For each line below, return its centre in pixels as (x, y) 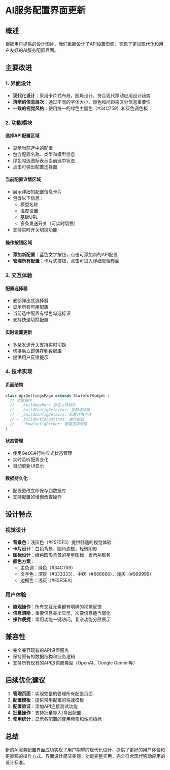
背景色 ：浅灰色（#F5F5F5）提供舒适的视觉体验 (62, 542)
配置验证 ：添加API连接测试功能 (45, 706)
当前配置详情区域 (23, 179)
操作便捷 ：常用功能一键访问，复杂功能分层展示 (61, 619)
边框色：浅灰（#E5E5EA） (47, 580)
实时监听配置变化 (30, 459)
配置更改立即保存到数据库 (39, 491)
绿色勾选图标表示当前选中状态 (44, 160)
